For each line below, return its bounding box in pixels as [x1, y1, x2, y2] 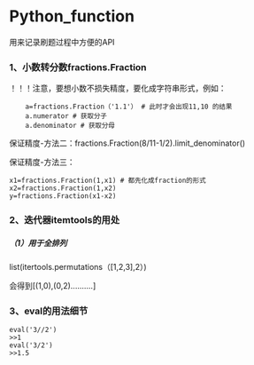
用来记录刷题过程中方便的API [9, 36, 115, 47]
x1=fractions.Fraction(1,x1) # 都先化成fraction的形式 [9, 176, 206, 186]
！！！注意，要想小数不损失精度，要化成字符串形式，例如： [9, 83, 227, 94]
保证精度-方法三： [9, 157, 75, 168]
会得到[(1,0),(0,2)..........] [9, 281, 96, 291]
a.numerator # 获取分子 [25, 112, 108, 121]
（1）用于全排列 [9, 237, 68, 248]
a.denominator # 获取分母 [25, 122, 115, 131]
